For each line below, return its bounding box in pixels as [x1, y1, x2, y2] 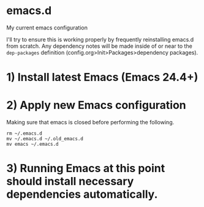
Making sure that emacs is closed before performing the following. [6, 119, 175, 126]
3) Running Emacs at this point [6, 162, 165, 175]
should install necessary [6, 175, 134, 189]
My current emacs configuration [6, 24, 88, 31]
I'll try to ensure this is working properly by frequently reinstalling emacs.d [6, 36, 194, 43]
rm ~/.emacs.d [6, 130, 43, 137]
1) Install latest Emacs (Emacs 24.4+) [6, 70, 198, 85]
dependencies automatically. [6, 187, 158, 201]
